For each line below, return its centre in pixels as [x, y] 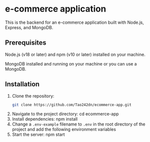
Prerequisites [26, 43]
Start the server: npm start [38, 135]
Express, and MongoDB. [29, 27]
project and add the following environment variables [64, 129]
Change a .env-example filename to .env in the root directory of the [79, 124]
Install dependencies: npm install [45, 119]
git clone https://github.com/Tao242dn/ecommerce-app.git [72, 105]
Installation [22, 84]
